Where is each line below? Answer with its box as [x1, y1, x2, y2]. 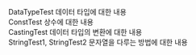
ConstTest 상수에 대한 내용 [8, 17, 94, 27]
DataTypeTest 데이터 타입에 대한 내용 [8, 7, 127, 16]
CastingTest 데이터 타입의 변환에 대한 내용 [8, 27, 143, 36]
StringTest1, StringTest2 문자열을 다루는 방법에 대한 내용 [8, 37, 188, 47]
